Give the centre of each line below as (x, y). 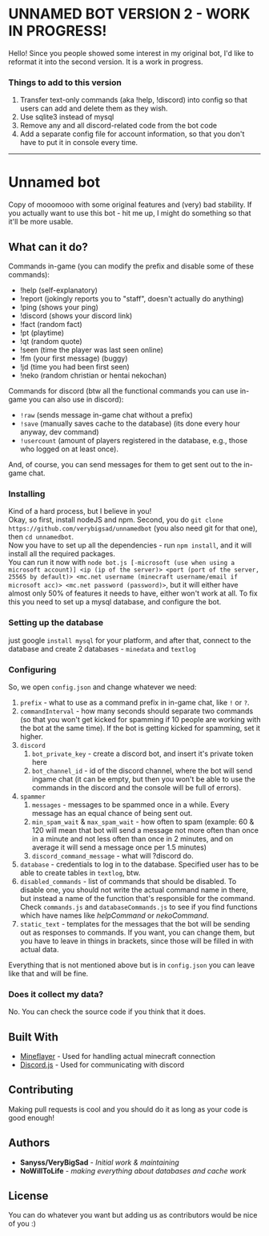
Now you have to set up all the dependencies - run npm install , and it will (130, 545)
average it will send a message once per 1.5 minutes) (119, 847)
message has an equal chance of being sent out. (112, 813)
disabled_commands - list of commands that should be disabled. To (128, 881)
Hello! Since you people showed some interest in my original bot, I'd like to (131, 53)
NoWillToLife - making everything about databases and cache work (133, 1170)
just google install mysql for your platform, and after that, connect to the (130, 640)
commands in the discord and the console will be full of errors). (137, 787)
